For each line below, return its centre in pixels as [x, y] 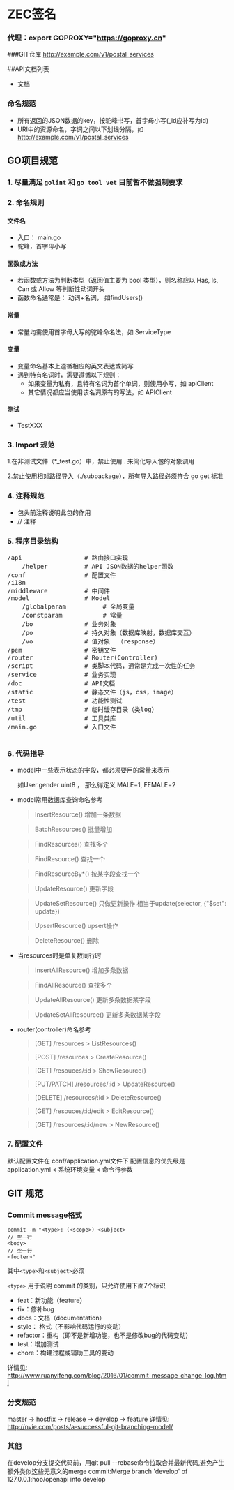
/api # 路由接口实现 [68, 558]
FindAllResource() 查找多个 [73, 985]
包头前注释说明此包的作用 [54, 512]
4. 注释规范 [26, 496]
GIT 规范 [25, 1193]
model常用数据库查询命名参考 [60, 800]
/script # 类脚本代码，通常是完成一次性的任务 [101, 666]
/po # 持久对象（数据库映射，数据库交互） [109, 633]
